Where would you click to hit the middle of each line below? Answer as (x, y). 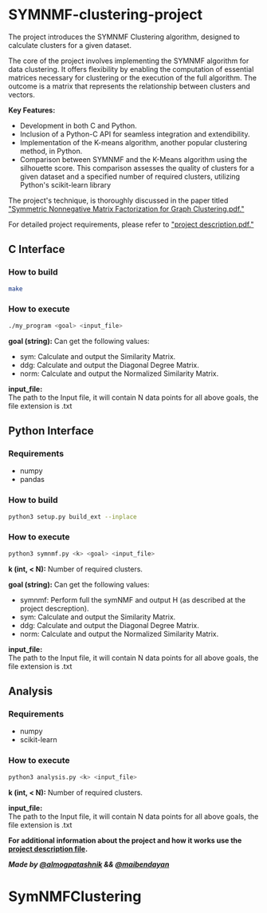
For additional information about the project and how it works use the (125, 840)
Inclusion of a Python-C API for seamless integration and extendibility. (135, 134)
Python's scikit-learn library (65, 184)
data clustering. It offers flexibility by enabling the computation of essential (131, 69)
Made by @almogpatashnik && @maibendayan (89, 864)
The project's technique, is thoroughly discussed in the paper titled (118, 200)
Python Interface (51, 431)
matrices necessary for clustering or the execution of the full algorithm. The (133, 77)
